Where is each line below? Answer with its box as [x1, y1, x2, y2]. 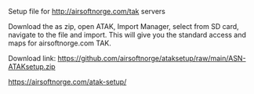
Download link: [8, 54, 56, 63]
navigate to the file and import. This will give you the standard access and [8, 31, 247, 39]
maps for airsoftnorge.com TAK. [8, 38, 112, 48]
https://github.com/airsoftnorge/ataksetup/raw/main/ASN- [57, 54, 246, 63]
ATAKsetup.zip [8, 62, 56, 71]
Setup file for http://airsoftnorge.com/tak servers [8, 7, 166, 16]
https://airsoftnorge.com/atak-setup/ [8, 78, 127, 86]
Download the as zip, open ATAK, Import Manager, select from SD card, [8, 22, 239, 31]
